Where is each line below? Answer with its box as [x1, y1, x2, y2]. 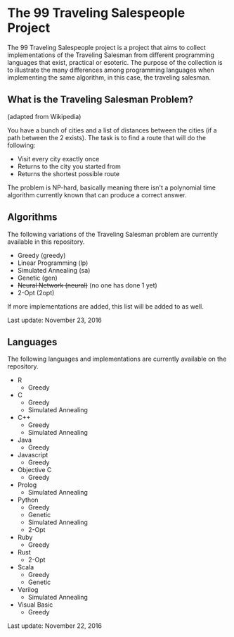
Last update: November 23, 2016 [7, 316, 102, 324]
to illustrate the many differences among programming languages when [7, 66, 214, 74]
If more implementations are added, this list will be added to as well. [7, 302, 204, 311]
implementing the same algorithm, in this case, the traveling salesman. [7, 73, 212, 82]
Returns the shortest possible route [17, 169, 120, 178]
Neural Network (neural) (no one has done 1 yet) [17, 280, 158, 290]
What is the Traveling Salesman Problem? [7, 94, 193, 106]
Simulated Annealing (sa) [17, 266, 91, 274]
